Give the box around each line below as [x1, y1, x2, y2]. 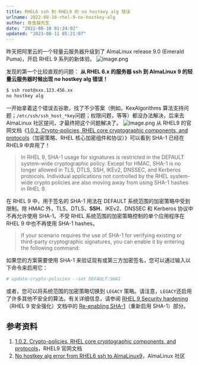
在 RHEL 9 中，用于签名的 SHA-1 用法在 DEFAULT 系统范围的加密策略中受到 [6, 197, 191, 204]
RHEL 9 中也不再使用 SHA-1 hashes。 [6, 220, 98, 227]
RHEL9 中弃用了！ [6, 141, 50, 149]
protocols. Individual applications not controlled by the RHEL [20, 172, 169, 179]
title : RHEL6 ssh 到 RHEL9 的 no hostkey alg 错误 [6, 8, 131, 15]
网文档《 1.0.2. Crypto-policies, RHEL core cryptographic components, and [6, 126, 188, 134]
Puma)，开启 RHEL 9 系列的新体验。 [6, 55, 95, 63]
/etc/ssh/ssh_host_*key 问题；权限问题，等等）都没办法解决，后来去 [17, 111, 185, 119]
